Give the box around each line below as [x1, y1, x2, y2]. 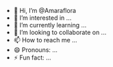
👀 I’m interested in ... [13, 14, 72, 22]
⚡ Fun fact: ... [13, 53, 51, 62]
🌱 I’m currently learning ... [13, 21, 87, 29]
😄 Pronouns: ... [13, 46, 58, 54]
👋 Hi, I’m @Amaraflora [13, 7, 77, 14]
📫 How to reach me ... [13, 36, 77, 44]
